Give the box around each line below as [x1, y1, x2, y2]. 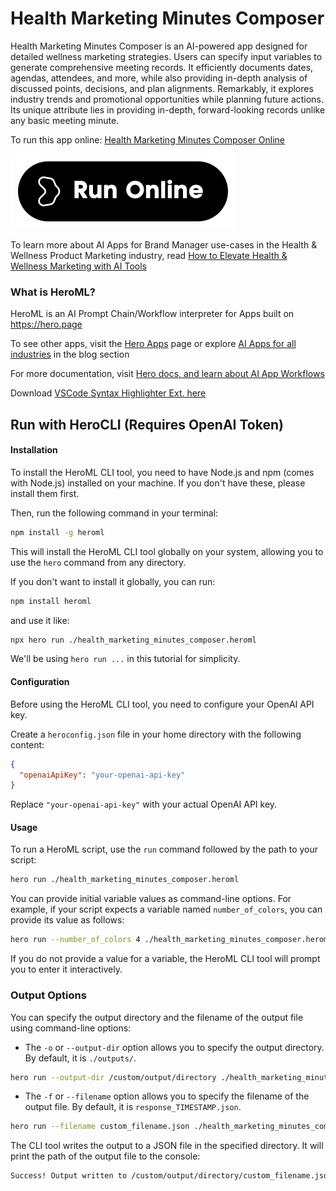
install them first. [10, 487, 80, 499]
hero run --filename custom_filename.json [10, 1122, 190, 1132]
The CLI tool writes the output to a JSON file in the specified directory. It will [10, 1140, 324, 1152]
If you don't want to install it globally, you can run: [10, 575, 216, 587]
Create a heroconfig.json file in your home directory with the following [10, 728, 302, 740]
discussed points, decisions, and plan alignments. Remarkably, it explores [10, 82, 314, 94]
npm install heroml [10, 596, 92, 606]
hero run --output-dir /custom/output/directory [10, 1072, 217, 1082]
